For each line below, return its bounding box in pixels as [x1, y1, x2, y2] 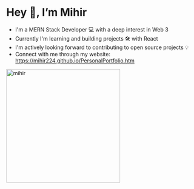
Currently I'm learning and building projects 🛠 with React [15, 35, 158, 42]
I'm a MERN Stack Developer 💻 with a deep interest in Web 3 [15, 25, 169, 33]
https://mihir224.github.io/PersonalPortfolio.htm [15, 57, 135, 64]
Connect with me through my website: [15, 50, 111, 58]
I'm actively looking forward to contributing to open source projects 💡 [15, 44, 189, 51]
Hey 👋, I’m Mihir [6, 5, 87, 19]
